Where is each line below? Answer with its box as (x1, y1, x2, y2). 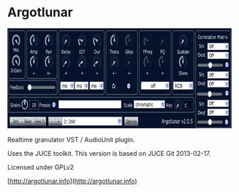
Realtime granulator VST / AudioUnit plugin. (7, 135, 135, 144)
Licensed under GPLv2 (7, 163, 75, 171)
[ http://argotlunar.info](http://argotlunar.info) (7, 176, 137, 185)
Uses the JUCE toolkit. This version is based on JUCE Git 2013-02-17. (7, 149, 211, 157)
